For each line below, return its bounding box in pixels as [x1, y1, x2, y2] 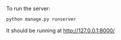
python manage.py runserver [6, 16, 77, 22]
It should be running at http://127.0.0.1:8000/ [6, 26, 115, 34]
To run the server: [6, 5, 51, 12]
